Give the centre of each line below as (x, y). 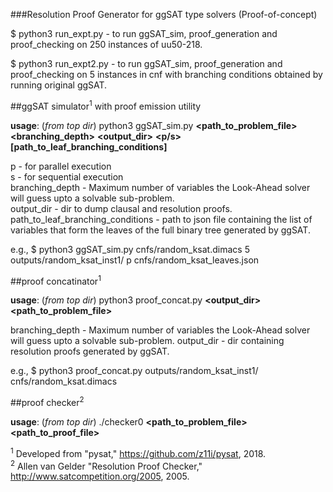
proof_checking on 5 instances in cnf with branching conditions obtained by (166, 74)
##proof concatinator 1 (56, 280)
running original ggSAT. (59, 85)
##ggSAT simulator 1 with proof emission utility (106, 105)
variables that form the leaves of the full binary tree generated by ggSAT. (160, 230)
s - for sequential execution (67, 176)
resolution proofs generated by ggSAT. (90, 351)
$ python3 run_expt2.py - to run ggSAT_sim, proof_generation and (146, 63)
